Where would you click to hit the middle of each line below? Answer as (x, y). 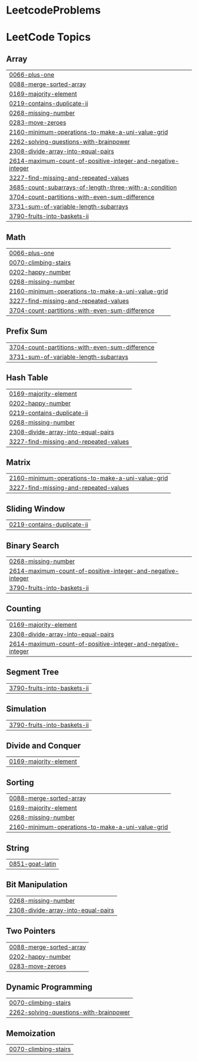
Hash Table (27, 378)
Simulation (26, 709)
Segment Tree (32, 672)
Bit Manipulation (37, 885)
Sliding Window (36, 508)
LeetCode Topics (49, 37)
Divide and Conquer (44, 745)
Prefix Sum (27, 332)
